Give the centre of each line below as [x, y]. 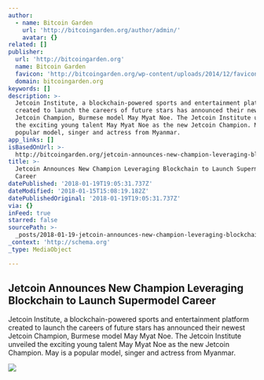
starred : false [33, 220]
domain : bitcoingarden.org [59, 81]
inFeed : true [29, 213]
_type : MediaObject [40, 249]
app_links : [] [31, 140]
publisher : [26, 52]
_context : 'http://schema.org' [59, 242]
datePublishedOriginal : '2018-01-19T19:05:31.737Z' [94, 198]
